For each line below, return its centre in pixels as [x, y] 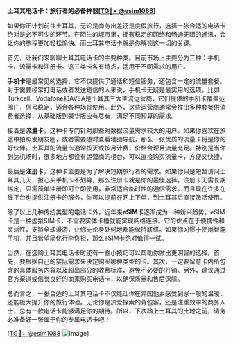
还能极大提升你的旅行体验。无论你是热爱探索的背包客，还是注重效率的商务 [113, 302]
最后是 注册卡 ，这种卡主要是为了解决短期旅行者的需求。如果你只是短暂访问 [113, 171]
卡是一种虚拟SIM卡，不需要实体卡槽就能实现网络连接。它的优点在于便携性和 [116, 221]
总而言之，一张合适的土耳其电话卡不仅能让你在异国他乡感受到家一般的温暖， [116, 293]
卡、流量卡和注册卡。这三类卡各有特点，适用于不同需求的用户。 [98, 66]
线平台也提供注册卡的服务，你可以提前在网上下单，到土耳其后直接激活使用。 [116, 197]
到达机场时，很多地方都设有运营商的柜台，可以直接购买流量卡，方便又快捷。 [116, 156]
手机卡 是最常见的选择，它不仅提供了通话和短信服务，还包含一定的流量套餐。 [116, 81]
